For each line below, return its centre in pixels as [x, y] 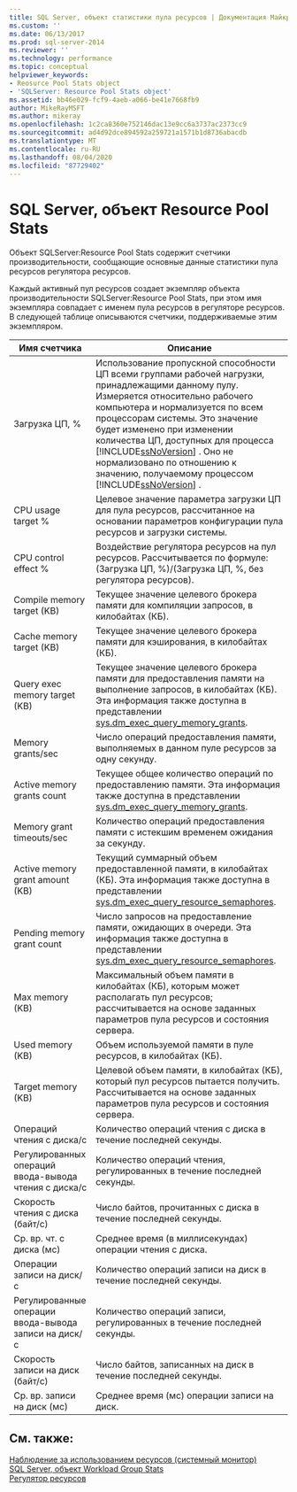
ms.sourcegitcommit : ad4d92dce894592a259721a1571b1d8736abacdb [128, 133]
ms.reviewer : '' [39, 50]
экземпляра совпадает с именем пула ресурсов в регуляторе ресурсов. [147, 307]
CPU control [39, 558]
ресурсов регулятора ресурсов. [70, 272]
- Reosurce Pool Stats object [65, 83]
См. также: [42, 1438]
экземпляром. [36, 326]
